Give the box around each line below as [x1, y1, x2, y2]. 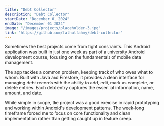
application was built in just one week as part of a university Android [5, 49, 145, 55]
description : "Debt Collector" [5, 12, 70, 17]
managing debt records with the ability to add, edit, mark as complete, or [5, 80, 154, 85]
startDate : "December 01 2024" [5, 16, 70, 21]
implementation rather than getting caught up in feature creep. [5, 116, 133, 121]
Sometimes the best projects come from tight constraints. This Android [5, 44, 150, 49]
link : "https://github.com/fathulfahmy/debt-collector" [5, 30, 123, 35]
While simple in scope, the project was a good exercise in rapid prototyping [5, 100, 160, 105]
